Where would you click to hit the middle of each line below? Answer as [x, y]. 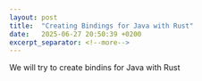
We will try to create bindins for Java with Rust [95, 68]
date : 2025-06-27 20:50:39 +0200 [76, 34]
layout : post [34, 17]
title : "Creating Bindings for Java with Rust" [101, 26]
